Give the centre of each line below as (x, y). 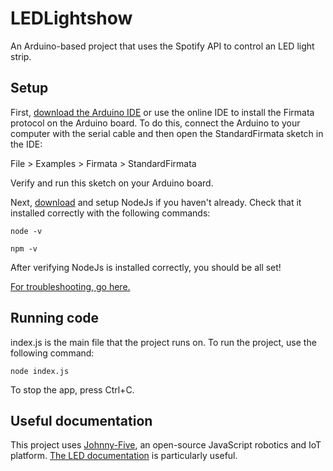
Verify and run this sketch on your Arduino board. (112, 183)
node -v (26, 231)
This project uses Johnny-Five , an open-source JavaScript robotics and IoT (166, 445)
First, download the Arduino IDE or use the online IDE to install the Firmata (162, 112)
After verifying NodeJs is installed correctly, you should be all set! (146, 267)
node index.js (40, 371)
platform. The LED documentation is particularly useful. (124, 456)
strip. (21, 56)
